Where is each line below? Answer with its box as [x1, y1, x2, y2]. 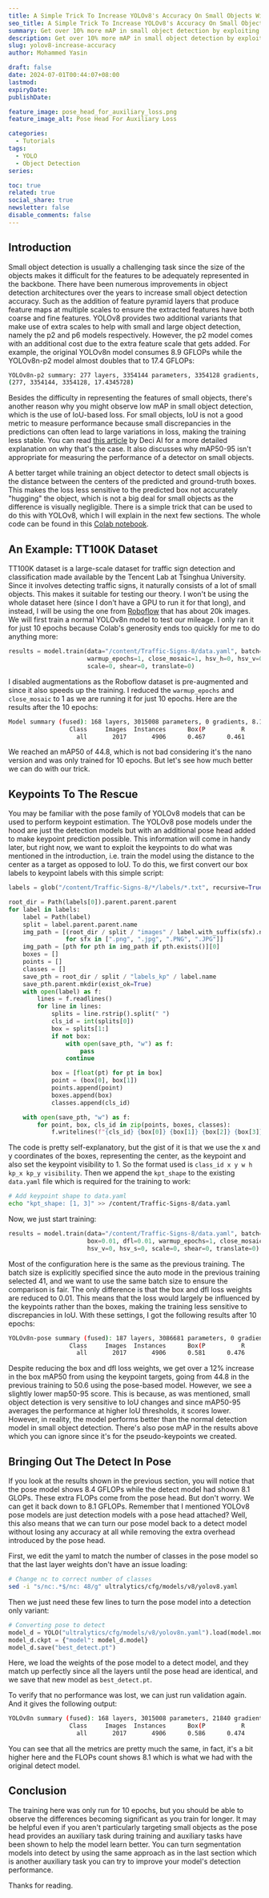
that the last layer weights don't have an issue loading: [8, 1560, 188, 1570]
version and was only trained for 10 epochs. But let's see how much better [8, 756, 254, 765]
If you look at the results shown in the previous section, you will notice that [8, 1476, 255, 1486]
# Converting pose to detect [8, 1621, 106, 1629]
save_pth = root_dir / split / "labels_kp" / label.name [22, 973, 217, 981]
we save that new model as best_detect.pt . [8, 1675, 153, 1685]
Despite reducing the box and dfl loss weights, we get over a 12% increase [8, 1364, 255, 1373]
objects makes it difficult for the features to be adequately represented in [8, 270, 250, 280]
